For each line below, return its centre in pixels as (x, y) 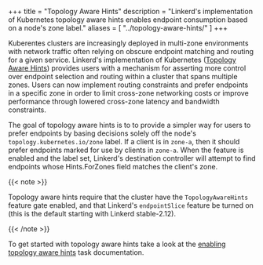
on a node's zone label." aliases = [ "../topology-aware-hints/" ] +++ (118, 28)
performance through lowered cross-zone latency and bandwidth (114, 102)
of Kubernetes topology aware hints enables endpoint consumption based (128, 20)
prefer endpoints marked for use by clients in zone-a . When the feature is (126, 150)
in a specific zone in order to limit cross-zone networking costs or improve (128, 93)
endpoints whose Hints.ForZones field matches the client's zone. (113, 167)
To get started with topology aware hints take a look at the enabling (117, 244)
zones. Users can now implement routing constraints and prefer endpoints (128, 85)
